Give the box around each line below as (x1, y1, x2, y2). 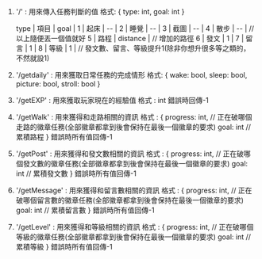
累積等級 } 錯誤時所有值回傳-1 (15, 242, 113, 251)
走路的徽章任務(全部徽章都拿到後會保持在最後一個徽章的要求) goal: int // (15, 122, 252, 131)
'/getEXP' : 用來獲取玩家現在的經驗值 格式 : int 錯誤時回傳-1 (15, 96, 209, 105)
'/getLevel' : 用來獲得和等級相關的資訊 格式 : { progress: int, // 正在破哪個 (15, 223, 254, 231)
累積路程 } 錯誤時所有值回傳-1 (15, 132, 113, 141)
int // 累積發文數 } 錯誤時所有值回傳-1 (15, 169, 137, 178)
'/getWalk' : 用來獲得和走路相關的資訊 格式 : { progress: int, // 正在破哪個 (15, 112, 252, 121)
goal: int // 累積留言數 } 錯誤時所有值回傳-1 (15, 205, 155, 215)
